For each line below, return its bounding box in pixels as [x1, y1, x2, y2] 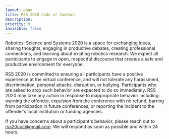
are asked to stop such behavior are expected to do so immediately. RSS [5, 87, 156, 93]
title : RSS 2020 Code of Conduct [5, 12, 76, 17]
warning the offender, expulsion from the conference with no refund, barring [5, 98, 164, 104]
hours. [5, 129, 19, 135]
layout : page [5, 7, 33, 13]
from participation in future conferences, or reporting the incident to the [5, 103, 155, 109]
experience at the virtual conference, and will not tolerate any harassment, [5, 77, 160, 83]
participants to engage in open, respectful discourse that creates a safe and [5, 56, 163, 62]
